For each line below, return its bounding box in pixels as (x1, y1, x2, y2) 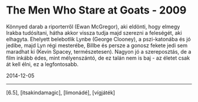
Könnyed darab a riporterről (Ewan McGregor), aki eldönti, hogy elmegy (6, 23, 180, 30)
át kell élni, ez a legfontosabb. (6, 60, 79, 68)
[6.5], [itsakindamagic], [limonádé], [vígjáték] (6, 89, 115, 96)
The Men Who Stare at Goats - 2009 (6, 4, 187, 17)
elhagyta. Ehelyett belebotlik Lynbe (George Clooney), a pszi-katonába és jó (6, 35, 191, 42)
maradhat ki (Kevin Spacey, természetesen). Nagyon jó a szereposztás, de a (6, 48, 192, 55)
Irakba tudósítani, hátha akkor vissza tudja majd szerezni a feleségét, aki (6, 29, 182, 36)
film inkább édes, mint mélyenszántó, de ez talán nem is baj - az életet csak (6, 54, 190, 61)
